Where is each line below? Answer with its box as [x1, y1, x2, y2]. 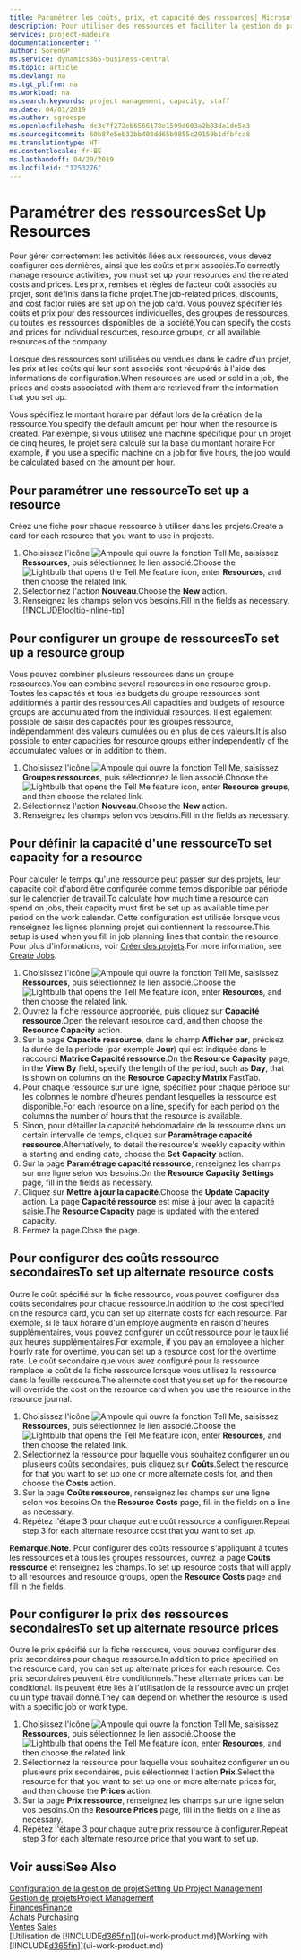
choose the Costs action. [21, 1477, 116, 1488]
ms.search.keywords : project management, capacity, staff [9, 96, 230, 106]
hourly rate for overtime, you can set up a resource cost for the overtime [9, 1346, 277, 1356]
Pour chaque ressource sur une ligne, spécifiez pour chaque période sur [21, 1082, 291, 1093]
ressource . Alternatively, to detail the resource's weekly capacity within [21, 1138, 286, 1149]
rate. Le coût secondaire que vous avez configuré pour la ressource [9, 1355, 260, 1366]
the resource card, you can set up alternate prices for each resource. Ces [9, 1663, 281, 1674]
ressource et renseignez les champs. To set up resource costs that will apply [9, 1562, 292, 1572]
